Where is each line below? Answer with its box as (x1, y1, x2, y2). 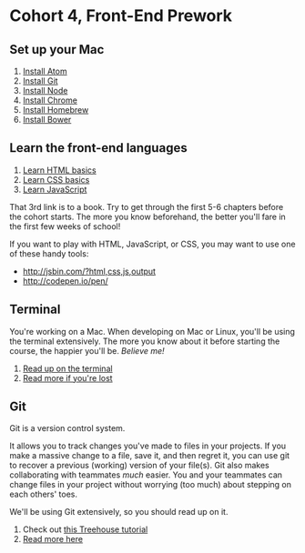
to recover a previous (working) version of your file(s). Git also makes (9, 460, 270, 471)
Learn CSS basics (22, 174, 90, 185)
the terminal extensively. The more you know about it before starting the (9, 336, 280, 347)
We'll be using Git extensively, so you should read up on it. (9, 507, 229, 518)
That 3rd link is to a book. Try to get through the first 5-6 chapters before (9, 201, 284, 212)
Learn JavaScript (22, 184, 87, 195)
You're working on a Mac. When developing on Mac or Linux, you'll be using (9, 326, 296, 337)
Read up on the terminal (22, 363, 113, 374)
